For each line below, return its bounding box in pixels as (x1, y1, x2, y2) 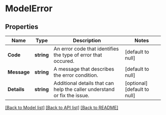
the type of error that (53, 52, 102, 58)
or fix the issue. (53, 92, 90, 99)
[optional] (125, 80, 148, 86)
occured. (53, 57, 75, 64)
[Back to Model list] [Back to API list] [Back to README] (5, 105, 119, 111)
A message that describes (53, 66, 115, 72)
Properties (5, 23, 39, 31)
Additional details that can (53, 80, 114, 86)
